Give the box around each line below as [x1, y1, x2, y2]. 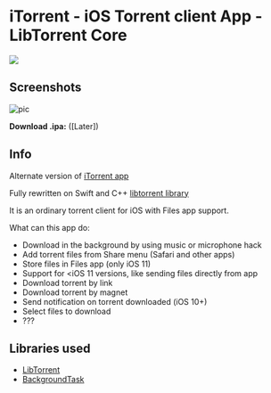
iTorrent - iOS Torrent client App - [9, 6, 263, 27]
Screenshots [9, 80, 82, 95]
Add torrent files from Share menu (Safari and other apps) [21, 249, 235, 259]
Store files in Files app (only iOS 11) [21, 258, 152, 269]
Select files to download [21, 306, 111, 316]
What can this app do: [9, 222, 91, 233]
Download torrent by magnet [21, 287, 128, 298]
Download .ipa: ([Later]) [9, 120, 100, 131]
